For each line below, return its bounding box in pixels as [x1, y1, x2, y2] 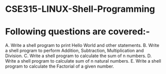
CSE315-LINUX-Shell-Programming [5, 3, 156, 15]
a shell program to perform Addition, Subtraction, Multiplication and [5, 48, 144, 54]
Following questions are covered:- [5, 26, 150, 37]
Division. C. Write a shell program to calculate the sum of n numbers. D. [5, 53, 152, 59]
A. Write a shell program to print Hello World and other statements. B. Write [5, 42, 160, 48]
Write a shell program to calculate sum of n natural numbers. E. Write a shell [5, 58, 161, 64]
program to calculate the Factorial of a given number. [5, 63, 114, 70]
